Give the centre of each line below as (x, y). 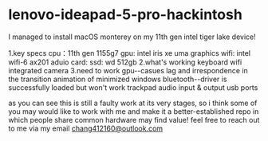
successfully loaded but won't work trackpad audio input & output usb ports (133, 87)
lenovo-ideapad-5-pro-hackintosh (126, 15)
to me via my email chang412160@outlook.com (86, 128)
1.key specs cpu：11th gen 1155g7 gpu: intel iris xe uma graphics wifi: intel (130, 53)
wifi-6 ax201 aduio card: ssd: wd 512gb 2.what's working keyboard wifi (125, 62)
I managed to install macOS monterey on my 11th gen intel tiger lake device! (132, 37)
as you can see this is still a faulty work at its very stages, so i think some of (133, 103)
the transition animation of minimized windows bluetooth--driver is (118, 79)
